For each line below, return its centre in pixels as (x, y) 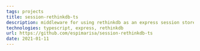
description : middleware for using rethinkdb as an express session (93, 22)
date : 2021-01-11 (28, 39)
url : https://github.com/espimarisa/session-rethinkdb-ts (79, 33)
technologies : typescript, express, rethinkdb (65, 28)
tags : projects (25, 11)
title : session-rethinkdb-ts (42, 17)
